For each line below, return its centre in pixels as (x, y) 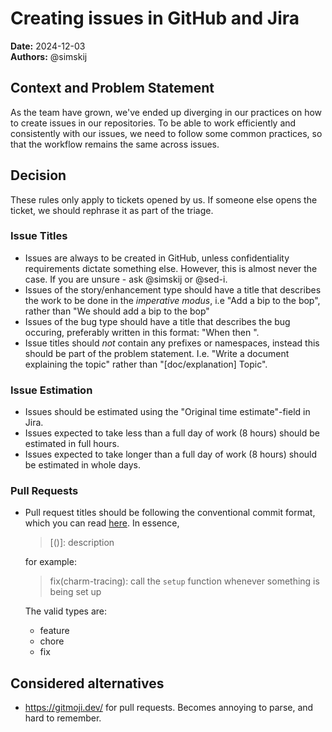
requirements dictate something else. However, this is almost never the (171, 268)
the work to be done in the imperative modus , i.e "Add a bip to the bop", (172, 300)
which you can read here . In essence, (102, 523)
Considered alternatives (87, 683)
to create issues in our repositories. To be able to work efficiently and (153, 123)
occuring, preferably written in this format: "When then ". (142, 332)
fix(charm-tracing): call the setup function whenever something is (184, 581)
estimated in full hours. (72, 444)
